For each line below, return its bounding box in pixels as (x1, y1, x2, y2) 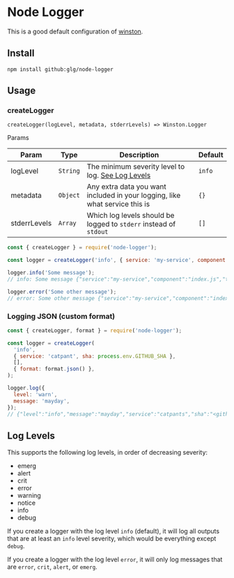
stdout (86, 228, 109, 236)
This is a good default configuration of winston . (7, 27, 143, 36)
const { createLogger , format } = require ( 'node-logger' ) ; (7, 327, 182, 334)
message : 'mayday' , (13, 398, 70, 405)
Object (58, 192, 80, 199)
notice (17, 499, 36, 507)
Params (7, 134, 29, 142)
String (58, 167, 80, 175)
